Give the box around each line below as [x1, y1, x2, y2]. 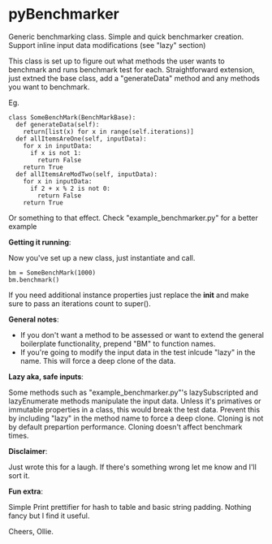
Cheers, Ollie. [8, 526, 54, 536]
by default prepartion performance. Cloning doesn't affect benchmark [8, 421, 243, 431]
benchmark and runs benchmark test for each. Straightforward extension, [8, 64, 255, 74]
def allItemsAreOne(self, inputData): [15, 135, 148, 143]
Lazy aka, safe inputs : [8, 371, 84, 382]
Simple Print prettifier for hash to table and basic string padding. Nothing [8, 502, 252, 512]
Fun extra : [8, 486, 43, 496]
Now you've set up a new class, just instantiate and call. [8, 253, 196, 262]
